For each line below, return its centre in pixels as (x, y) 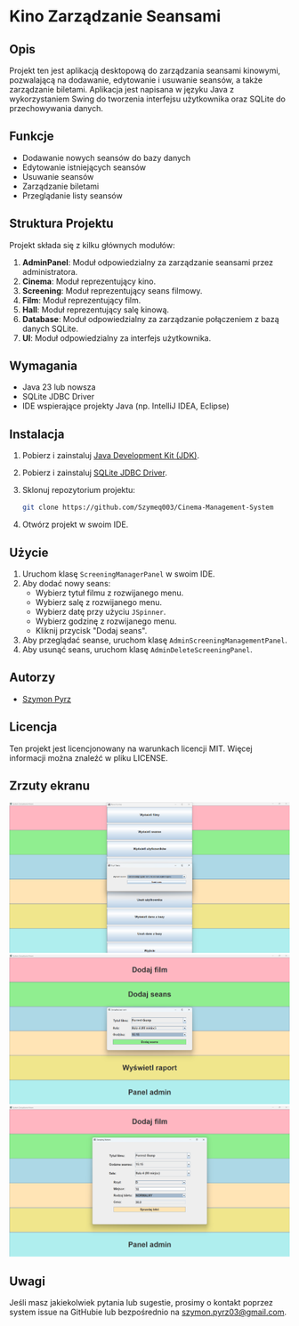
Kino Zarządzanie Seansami (115, 16)
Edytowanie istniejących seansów (84, 167)
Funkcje (32, 137)
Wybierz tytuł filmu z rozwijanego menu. (109, 593)
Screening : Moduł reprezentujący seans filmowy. (112, 290)
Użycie (29, 552)
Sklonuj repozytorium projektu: (79, 490)
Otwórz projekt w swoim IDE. (75, 525)
